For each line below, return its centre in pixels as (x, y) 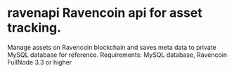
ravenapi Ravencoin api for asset (105, 13)
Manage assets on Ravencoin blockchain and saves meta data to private (112, 47)
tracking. (34, 28)
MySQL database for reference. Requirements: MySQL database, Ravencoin (117, 55)
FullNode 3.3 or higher (40, 62)
